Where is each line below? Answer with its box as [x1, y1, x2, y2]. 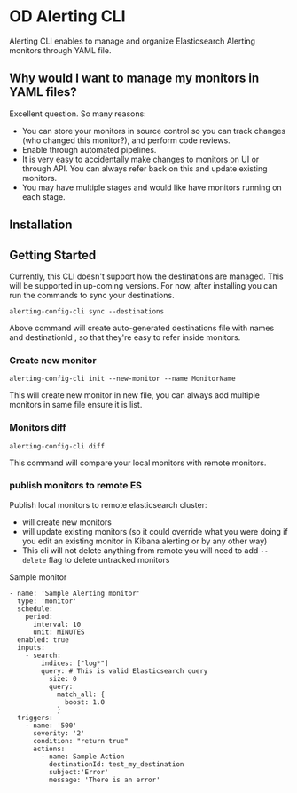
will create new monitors [21, 517, 113, 527]
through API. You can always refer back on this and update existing [21, 163, 268, 174]
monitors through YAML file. [9, 44, 112, 55]
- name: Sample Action [41, 752, 125, 761]
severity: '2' [32, 728, 86, 738]
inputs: [17, 643, 46, 652]
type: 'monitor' [17, 597, 77, 606]
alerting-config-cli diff [9, 441, 105, 450]
